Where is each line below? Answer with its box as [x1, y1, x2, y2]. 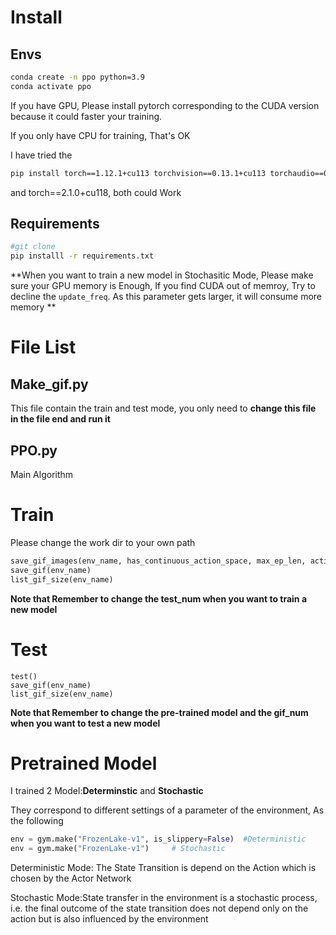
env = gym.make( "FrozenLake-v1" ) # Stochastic [10, 844, 226, 854]
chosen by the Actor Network [10, 872, 132, 885]
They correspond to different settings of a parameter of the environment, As [10, 804, 325, 816]
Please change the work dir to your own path [10, 536, 196, 548]
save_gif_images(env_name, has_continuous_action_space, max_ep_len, [10, 556, 307, 566]
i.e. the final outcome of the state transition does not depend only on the [10, 902, 309, 915]
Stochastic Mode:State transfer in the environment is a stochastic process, [10, 892, 318, 904]
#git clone [10, 242, 56, 252]
